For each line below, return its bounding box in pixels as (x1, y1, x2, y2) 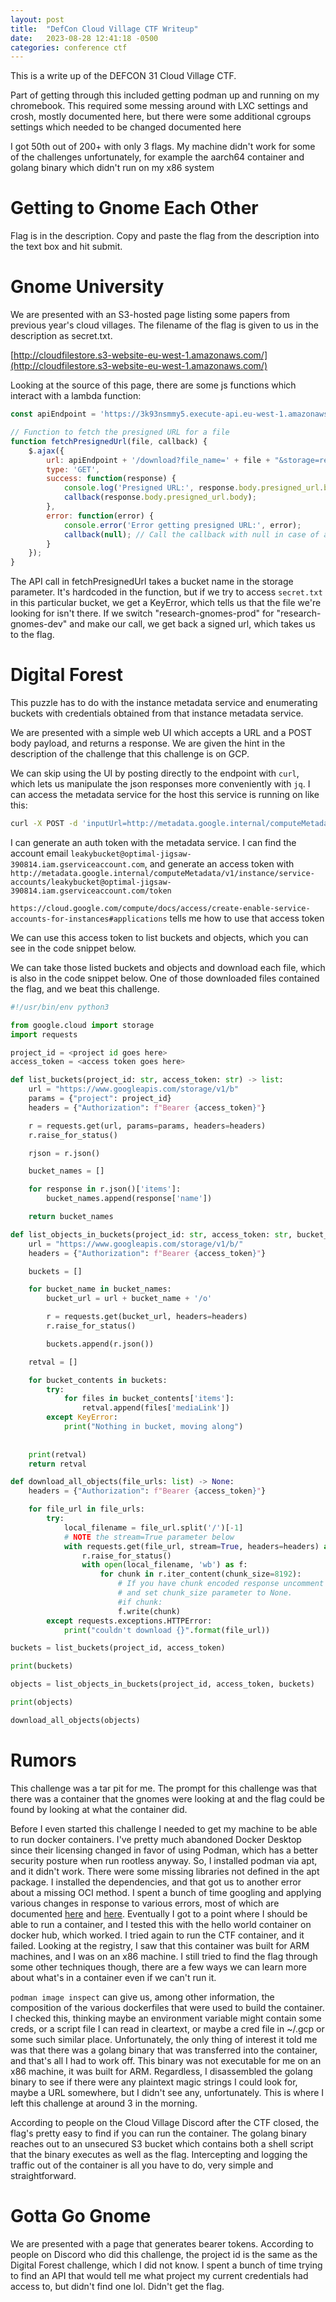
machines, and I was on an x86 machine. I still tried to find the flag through (10, 1950, 318, 1962)
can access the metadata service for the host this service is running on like (10, 789, 320, 801)
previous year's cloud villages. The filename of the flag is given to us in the (10, 319, 320, 331)
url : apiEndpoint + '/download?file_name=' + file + (46, 455, 271, 465)
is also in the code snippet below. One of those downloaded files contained (10, 972, 320, 984)
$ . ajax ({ (28, 446, 65, 456)
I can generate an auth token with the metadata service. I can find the (10, 836, 297, 848)
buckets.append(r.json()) (46, 1339, 155, 1349)
